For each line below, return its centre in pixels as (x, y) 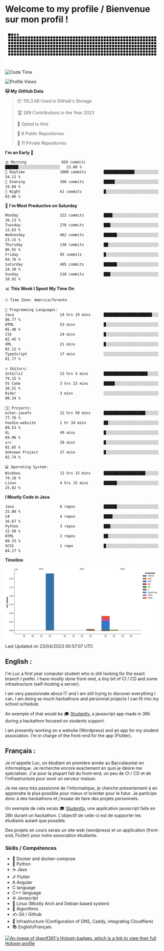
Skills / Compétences (31, 848)
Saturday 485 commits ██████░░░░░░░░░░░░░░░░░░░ (82, 264)
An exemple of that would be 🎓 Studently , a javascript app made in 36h (78, 714)
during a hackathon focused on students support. (55, 721)
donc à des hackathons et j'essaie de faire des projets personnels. (72, 798)
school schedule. (23, 704)
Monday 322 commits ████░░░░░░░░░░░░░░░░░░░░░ (82, 215)
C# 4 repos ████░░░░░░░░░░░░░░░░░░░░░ (82, 516)
